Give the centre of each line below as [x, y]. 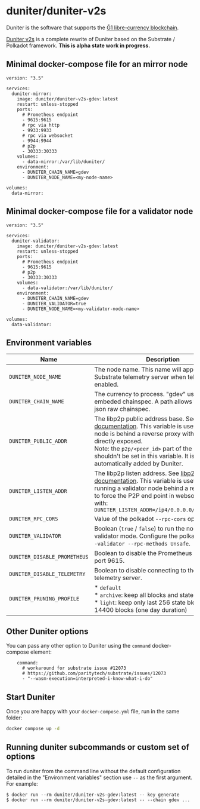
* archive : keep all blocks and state [144, 595]
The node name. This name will [138, 370]
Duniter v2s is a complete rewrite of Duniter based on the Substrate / [91, 39]
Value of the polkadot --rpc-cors [140, 519]
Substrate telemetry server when [140, 377]
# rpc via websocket [47, 136]
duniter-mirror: [32, 94]
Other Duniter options [47, 631]
